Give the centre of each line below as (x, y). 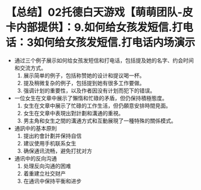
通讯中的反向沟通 (36, 158)
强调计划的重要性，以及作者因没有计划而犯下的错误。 (89, 90)
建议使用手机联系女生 (50, 143)
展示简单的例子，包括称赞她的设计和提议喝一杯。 (84, 75)
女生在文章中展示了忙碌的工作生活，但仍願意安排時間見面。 (97, 106)
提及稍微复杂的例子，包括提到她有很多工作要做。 (84, 83)
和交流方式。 (30, 68)
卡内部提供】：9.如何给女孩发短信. (89, 27)
